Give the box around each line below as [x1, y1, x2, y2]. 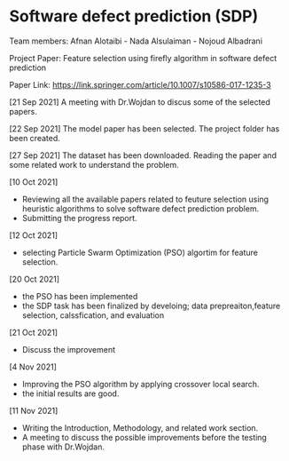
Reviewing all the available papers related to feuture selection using [21, 194, 269, 204]
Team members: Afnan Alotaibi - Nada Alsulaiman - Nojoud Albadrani [9, 36, 263, 46]
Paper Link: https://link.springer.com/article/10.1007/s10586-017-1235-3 [9, 79, 272, 90]
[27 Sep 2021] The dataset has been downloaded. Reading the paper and [9, 149, 277, 161]
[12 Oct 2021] [9, 229, 59, 241]
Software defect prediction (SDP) [9, 6, 259, 27]
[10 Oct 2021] [9, 176, 59, 187]
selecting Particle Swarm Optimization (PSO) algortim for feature [21, 247, 259, 258]
